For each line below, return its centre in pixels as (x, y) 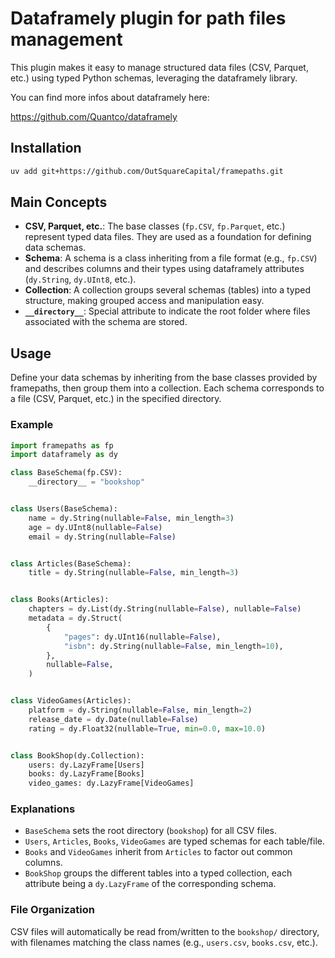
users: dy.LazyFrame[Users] (86, 765)
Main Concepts (59, 202)
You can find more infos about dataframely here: (110, 97)
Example (32, 425)
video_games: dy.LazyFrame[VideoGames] (111, 783)
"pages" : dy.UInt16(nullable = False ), (142, 637)
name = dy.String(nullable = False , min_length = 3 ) (131, 518)
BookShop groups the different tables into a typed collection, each (158, 873)
